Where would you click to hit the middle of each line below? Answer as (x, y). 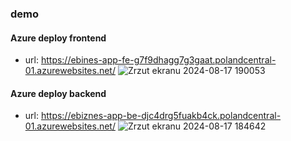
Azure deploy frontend (58, 38)
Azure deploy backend (58, 93)
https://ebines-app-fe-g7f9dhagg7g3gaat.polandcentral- (158, 60)
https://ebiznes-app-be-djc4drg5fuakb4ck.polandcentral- (161, 116)
